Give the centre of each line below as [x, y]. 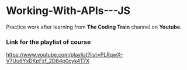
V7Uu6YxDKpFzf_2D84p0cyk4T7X [48, 61]
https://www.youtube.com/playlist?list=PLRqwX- [65, 55]
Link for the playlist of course [49, 42]
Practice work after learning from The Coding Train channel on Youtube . [94, 27]
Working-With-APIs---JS [68, 11]
